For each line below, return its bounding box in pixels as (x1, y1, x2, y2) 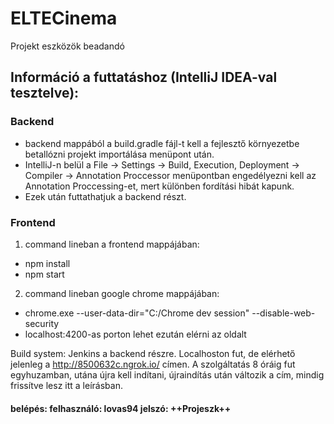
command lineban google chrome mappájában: (24, 287, 220, 299)
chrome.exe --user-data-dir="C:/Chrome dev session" (24, 307, 250, 319)
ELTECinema (10, 7, 118, 30)
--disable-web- (251, 307, 316, 319)
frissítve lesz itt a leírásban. (10, 379, 123, 391)
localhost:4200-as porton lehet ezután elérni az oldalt (24, 328, 247, 340)
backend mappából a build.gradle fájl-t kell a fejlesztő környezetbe (24, 137, 300, 149)
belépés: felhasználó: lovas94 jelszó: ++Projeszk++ (10, 402, 232, 414)
